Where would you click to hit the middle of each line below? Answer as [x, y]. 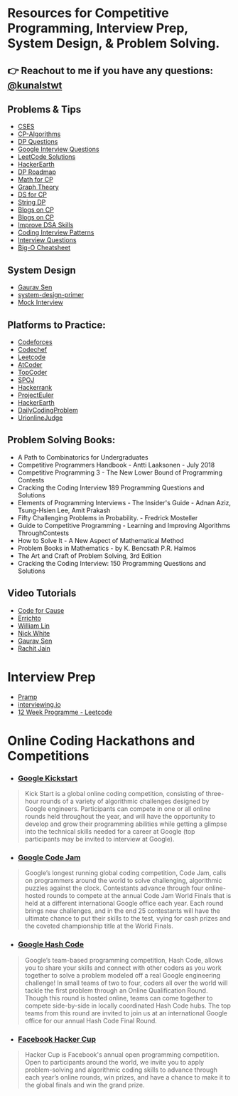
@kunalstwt [35, 85]
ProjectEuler [36, 395]
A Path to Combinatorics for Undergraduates [83, 457]
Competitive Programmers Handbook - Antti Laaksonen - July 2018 [116, 465]
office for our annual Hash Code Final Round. [91, 1020]
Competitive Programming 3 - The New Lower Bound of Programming [120, 472]
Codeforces [35, 342]
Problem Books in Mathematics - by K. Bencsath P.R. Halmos [107, 548]
